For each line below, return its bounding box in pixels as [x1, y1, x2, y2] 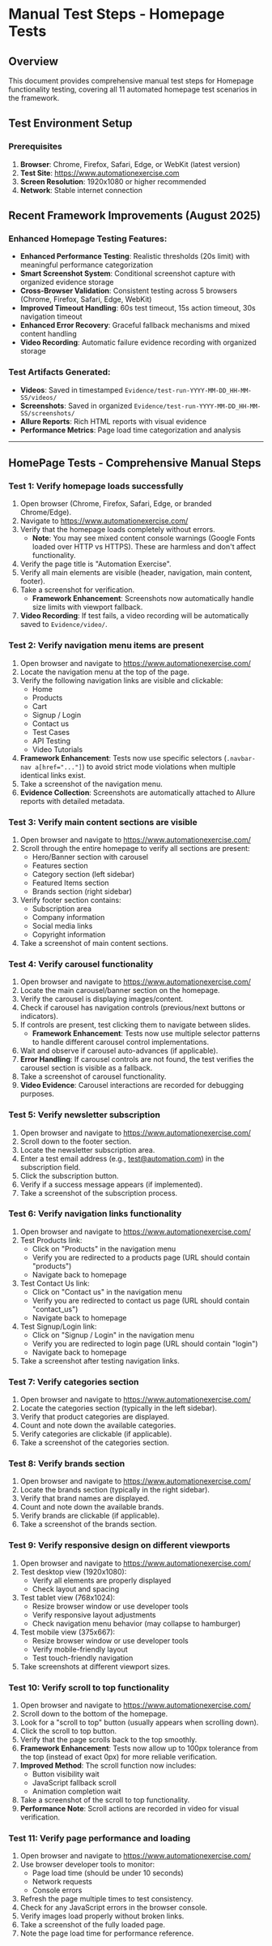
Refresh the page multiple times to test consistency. [19, 1894, 193, 1904]
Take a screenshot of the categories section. [19, 1437, 170, 1448]
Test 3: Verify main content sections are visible [8, 816, 198, 827]
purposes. [19, 1089, 55, 1099]
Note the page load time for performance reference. [19, 1928, 194, 1939]
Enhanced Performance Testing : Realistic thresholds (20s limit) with [19, 251, 250, 261]
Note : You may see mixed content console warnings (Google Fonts [32, 533, 256, 543]
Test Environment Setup [8, 117, 133, 131]
